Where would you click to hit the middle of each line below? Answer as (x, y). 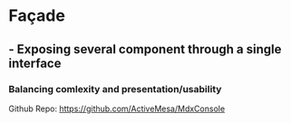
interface (35, 63)
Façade (37, 16)
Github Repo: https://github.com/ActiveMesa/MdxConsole (117, 109)
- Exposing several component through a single (145, 49)
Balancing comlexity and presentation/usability (115, 89)
